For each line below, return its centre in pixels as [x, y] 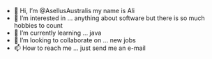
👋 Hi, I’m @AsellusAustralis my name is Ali [74, 11]
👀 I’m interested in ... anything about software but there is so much [109, 18]
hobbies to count [38, 25]
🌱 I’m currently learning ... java [58, 33]
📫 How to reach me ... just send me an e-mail [80, 48]
